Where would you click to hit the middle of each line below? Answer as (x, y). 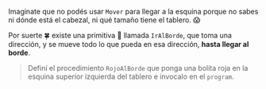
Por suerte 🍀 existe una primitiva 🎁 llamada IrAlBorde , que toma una (120, 35)
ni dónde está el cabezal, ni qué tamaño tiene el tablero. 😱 (104, 20)
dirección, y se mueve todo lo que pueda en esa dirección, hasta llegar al (129, 44)
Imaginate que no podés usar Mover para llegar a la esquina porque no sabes (133, 12)
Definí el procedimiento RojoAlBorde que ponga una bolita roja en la (138, 68)
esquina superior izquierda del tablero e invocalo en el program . (131, 76)
